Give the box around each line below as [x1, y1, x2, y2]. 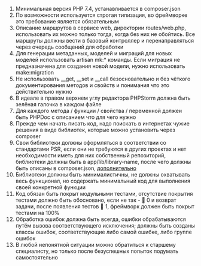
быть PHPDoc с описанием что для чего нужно [15, 113, 136, 121]
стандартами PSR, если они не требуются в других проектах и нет [15, 145, 187, 153]
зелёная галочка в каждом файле [15, 101, 102, 107]
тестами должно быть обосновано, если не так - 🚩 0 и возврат [15, 196, 176, 204]
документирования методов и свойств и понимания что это [15, 82, 170, 89]
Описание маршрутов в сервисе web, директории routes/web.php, [15, 24, 187, 31]
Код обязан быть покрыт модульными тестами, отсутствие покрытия [15, 190, 193, 197]
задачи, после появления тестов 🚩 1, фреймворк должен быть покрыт [15, 203, 195, 210]
